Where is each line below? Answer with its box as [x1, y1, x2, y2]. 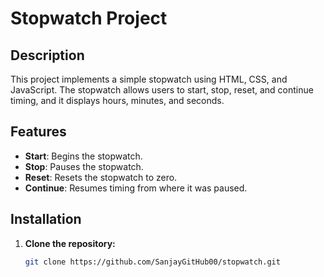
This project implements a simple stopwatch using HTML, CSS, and [10, 73, 288, 85]
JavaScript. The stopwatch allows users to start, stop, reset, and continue [10, 84, 314, 96]
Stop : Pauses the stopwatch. [24, 160, 144, 172]
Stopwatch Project [10, 7, 168, 30]
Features [10, 123, 67, 141]
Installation [10, 211, 82, 228]
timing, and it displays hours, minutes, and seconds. [10, 95, 225, 106]
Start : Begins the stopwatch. [24, 150, 143, 162]
